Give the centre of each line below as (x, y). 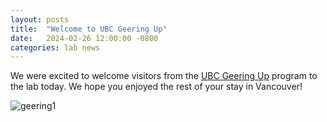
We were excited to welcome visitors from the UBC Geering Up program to (164, 76)
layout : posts (40, 19)
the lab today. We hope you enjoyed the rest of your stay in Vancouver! (156, 87)
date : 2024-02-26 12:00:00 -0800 (84, 38)
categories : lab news (55, 47)
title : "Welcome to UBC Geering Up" (89, 29)
